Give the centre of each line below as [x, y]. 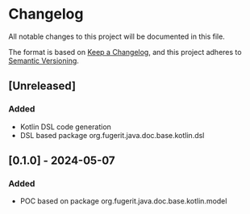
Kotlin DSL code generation [65, 127]
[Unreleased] [42, 86]
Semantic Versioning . [44, 61]
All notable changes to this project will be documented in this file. [117, 36]
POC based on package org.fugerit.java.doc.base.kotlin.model [123, 201]
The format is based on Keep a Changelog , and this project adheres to [125, 52]
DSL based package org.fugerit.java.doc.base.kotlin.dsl [112, 135]
